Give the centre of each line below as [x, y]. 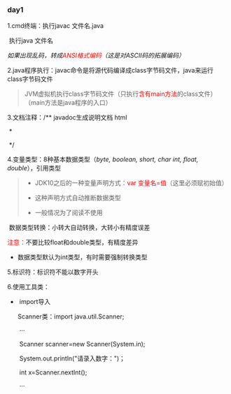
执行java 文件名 [31, 41]
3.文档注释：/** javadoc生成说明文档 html [67, 117]
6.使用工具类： [29, 287]
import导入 [35, 302]
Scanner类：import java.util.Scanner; [71, 316]
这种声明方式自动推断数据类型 [78, 198]
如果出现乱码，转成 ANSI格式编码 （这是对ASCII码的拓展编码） [96, 56]
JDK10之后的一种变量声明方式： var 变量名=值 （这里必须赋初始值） [131, 183]
